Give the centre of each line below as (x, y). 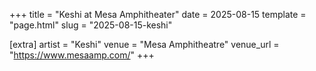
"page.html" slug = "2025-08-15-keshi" (91, 25)
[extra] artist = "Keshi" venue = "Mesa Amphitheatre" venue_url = (144, 44)
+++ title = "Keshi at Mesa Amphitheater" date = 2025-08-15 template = (158, 14)
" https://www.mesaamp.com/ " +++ (82, 55)
